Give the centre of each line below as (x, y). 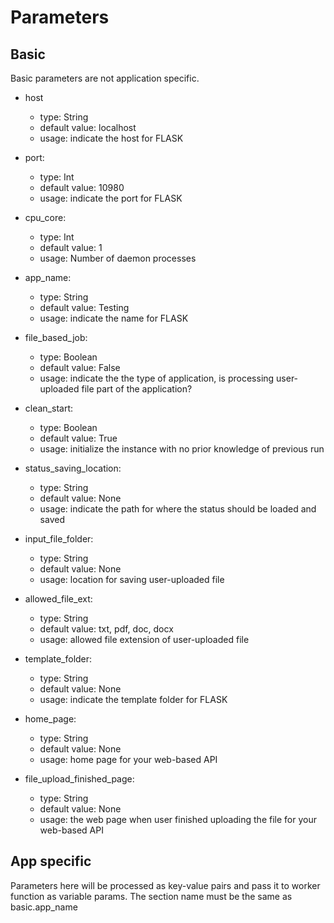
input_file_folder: (59, 539)
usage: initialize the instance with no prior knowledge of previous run (182, 449)
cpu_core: (45, 217)
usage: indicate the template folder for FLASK (133, 699)
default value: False (80, 367)
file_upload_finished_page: (79, 779)
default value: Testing (84, 307)
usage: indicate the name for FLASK (114, 318)
